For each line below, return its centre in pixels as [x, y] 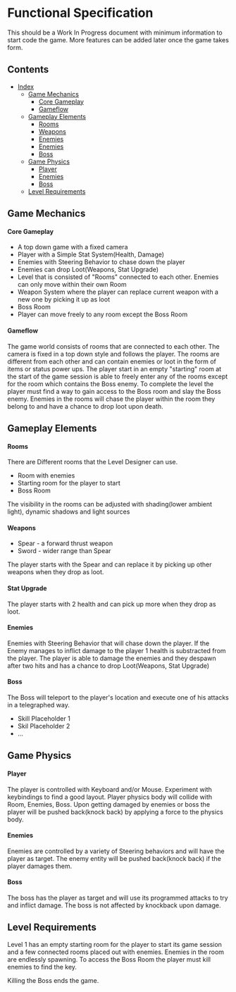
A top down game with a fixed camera [73, 247]
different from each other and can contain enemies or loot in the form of [112, 361]
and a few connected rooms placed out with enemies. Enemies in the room [116, 952]
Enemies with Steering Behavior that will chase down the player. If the [108, 643]
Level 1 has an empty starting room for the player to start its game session [114, 944]
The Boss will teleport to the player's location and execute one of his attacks [118, 697]
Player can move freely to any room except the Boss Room [103, 314]
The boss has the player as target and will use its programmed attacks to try [118, 898]
